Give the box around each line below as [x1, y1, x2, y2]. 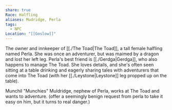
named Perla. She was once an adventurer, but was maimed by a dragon [5, 51, 159, 57]
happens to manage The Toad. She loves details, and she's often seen [5, 62, 154, 68]
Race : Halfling [5, 12, 38, 17]
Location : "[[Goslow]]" [5, 31, 56, 36]
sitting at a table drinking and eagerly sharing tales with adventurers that [5, 67, 159, 73]
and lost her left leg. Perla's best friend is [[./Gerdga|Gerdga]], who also [5, 56, 158, 62]
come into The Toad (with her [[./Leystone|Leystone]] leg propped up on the [5, 73, 167, 78]
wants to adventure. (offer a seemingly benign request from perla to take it [5, 93, 163, 99]
